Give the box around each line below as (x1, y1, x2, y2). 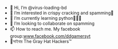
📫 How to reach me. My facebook (9, 26, 80, 32)
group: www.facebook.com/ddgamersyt (9, 33, 91, 39)
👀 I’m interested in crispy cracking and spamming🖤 (9, 10, 114, 16)
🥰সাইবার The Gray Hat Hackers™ (9, 39, 72, 44)
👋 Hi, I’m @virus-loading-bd (9, 5, 67, 10)
